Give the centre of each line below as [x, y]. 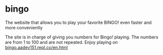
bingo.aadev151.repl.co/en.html [36, 47]
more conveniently [24, 27]
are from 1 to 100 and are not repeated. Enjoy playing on [61, 42]
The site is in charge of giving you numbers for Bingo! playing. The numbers [82, 37]
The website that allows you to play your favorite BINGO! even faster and [78, 22]
